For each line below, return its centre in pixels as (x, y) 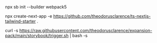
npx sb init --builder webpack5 (36, 7)
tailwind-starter (20, 21)
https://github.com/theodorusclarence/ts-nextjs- (102, 16)
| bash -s (79, 36)
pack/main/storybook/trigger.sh (37, 36)
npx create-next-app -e (29, 16)
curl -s (12, 30)
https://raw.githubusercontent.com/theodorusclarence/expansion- (86, 30)
